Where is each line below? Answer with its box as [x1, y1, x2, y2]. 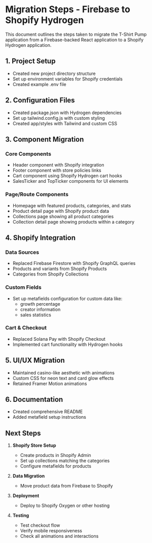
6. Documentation [5, 395, 63, 404]
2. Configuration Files [5, 96, 75, 105]
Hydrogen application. [5, 42, 52, 48]
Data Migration [12, 473, 45, 479]
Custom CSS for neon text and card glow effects [12, 375, 114, 381]
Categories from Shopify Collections [12, 271, 89, 277]
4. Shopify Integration [5, 233, 76, 242]
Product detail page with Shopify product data [12, 208, 109, 214]
